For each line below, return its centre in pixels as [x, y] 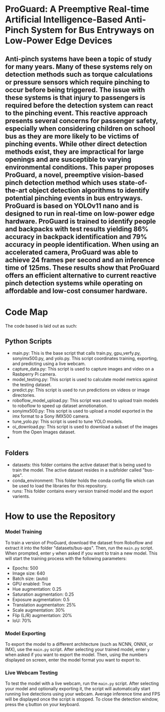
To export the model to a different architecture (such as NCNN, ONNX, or [79, 644]
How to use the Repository [60, 516]
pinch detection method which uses [61, 182]
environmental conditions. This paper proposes [80, 167]
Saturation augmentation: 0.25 [43, 594]
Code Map [27, 312]
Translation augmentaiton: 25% [44, 605]
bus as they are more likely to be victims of [72, 136]
